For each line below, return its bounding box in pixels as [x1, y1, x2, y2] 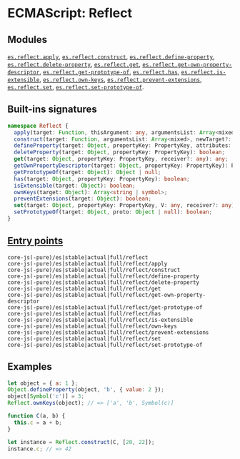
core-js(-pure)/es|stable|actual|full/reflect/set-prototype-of [7, 341, 203, 348]
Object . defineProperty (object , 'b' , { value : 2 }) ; [7, 386, 164, 393]
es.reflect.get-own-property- [142, 61, 232, 69]
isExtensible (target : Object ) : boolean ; [14, 182, 136, 189]
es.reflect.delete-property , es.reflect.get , [7, 60, 141, 69]
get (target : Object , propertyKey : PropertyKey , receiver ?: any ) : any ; [14, 156, 229, 163]
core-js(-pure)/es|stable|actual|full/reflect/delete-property [7, 278, 200, 286]
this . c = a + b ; [14, 419, 62, 426]
